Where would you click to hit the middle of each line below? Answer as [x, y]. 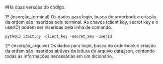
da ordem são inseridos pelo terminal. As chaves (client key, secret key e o [82, 22]
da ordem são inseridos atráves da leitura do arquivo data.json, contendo [80, 51]
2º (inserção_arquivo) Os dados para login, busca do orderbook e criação [81, 46]
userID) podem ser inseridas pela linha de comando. [59, 27]
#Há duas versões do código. [35, 7]
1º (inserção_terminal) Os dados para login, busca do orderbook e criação [81, 17]
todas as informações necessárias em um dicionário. [59, 56]
